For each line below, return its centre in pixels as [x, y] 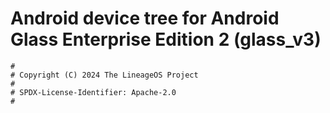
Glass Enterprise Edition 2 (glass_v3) [166, 39]
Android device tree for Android [145, 18]
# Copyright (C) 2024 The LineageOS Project [104, 75]
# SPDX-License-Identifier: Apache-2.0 [93, 92]
